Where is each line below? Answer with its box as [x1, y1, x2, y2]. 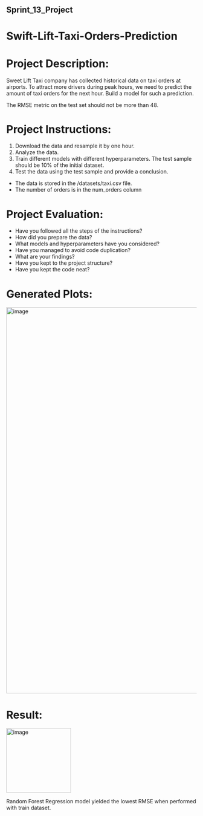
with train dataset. [6, 804, 51, 812]
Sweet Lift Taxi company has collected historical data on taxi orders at [6, 77, 181, 84]
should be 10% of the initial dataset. [14, 161, 105, 169]
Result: [6, 708, 43, 722]
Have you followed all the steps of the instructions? [14, 227, 143, 235]
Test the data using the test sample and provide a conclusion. [14, 168, 169, 175]
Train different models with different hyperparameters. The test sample [14, 155, 192, 163]
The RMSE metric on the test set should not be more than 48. [6, 101, 159, 108]
